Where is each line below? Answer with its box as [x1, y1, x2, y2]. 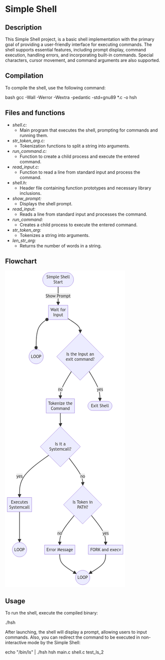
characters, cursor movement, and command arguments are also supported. [5, 57, 160, 63]
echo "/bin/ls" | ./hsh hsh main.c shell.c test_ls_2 [5, 649, 104, 655]
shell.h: [12, 180, 27, 186]
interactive [5, 640, 27, 646]
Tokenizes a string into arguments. [19, 232, 90, 238]
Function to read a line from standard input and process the [19, 169, 140, 175]
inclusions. [19, 190, 42, 196]
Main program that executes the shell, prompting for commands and [19, 127, 158, 133]
